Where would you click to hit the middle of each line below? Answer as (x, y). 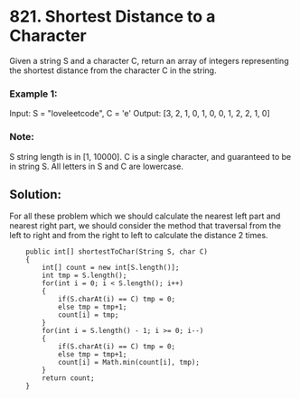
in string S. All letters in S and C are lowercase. (96, 166)
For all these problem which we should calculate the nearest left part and (145, 216)
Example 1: (33, 94)
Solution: (35, 195)
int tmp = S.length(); (84, 276)
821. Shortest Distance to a (112, 17)
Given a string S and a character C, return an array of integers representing (149, 60)
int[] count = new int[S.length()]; (111, 268)
